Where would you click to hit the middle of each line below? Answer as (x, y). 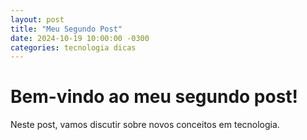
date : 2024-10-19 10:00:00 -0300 (80, 38)
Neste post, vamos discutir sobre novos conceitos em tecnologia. (145, 125)
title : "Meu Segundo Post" (66, 29)
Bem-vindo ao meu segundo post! (154, 97)
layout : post (37, 19)
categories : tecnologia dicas (73, 47)
